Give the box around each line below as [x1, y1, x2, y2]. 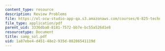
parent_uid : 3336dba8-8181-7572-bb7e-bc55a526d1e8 [5, 25, 111, 30]
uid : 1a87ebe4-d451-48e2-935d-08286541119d [5, 39, 96, 44]
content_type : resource [5, 7, 54, 12]
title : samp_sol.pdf [5, 34, 48, 39]
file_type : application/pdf [5, 20, 63, 26]
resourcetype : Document [5, 30, 54, 34]
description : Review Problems [5, 12, 67, 17]
